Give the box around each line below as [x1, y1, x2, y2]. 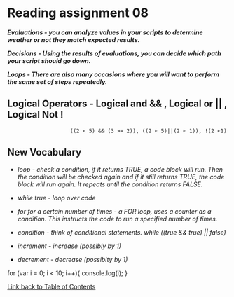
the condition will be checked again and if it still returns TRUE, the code [17, 172, 225, 181]
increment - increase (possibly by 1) [17, 242, 121, 250]
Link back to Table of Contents [7, 282, 96, 291]
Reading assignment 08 [7, 5, 149, 21]
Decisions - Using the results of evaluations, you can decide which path [7, 49, 222, 57]
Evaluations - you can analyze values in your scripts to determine [7, 28, 203, 36]
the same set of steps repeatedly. [7, 77, 107, 85]
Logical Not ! [7, 109, 64, 120]
